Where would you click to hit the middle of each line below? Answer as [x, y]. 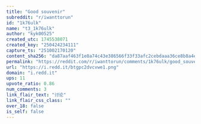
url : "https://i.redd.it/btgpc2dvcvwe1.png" [63, 67]
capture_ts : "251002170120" [41, 51]
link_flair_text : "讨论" [36, 95]
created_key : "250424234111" [42, 45]
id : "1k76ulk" [24, 23]
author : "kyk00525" [31, 34]
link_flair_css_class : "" [38, 100]
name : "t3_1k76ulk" [31, 28]
